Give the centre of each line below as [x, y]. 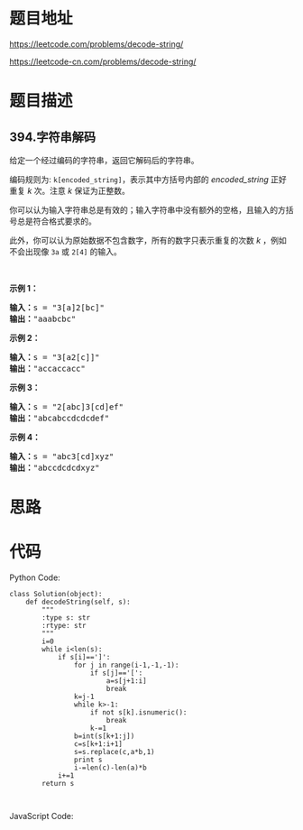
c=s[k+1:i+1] [98, 744]
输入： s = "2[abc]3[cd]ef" [67, 406]
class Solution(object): [56, 595]
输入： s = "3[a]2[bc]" [57, 307]
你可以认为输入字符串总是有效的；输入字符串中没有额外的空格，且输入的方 [147, 209]
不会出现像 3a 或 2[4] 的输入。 [65, 251]
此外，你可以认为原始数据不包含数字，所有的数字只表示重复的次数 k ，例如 [148, 240]
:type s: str [66, 618]
